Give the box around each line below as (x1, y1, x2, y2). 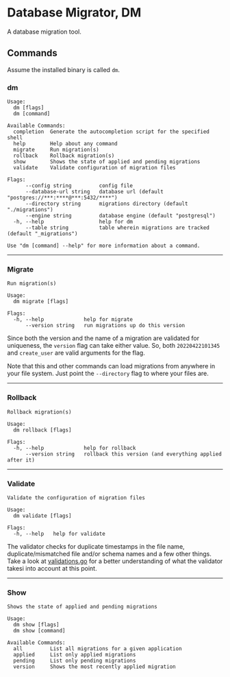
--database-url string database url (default (25, 189, 164, 195)
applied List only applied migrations (13, 652, 136, 658)
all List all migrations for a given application (13, 645, 183, 652)
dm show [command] (13, 628, 66, 634)
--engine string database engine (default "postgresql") (25, 213, 216, 219)
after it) (7, 456, 36, 464)
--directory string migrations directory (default (25, 200, 188, 207)
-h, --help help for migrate (13, 316, 133, 323)
